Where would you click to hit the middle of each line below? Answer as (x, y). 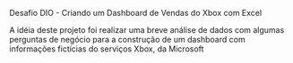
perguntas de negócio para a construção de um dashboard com (127, 39)
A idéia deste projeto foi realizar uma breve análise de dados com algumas (147, 30)
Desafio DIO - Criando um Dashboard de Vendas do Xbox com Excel (136, 13)
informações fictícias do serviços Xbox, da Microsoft (107, 49)
